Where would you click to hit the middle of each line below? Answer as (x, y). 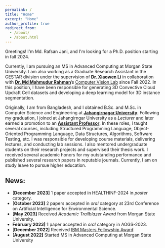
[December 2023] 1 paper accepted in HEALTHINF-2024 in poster (80, 193)
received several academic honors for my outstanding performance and (78, 154)
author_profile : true (27, 24)
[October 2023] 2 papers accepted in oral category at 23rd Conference (85, 203)
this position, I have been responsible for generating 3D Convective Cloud (80, 87)
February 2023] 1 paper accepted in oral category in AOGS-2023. (80, 224)
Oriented (14, 134)
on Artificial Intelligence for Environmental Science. (64, 208)
